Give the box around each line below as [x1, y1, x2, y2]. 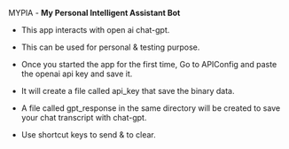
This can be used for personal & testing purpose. [20, 42, 200, 52]
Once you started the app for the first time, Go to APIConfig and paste [20, 59, 277, 69]
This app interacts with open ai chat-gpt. [20, 25, 170, 35]
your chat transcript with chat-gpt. [20, 113, 147, 122]
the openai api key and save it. [20, 68, 133, 79]
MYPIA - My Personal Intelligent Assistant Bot [8, 8, 181, 18]
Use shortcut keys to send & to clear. [20, 129, 156, 140]
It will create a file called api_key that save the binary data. [20, 86, 235, 96]
